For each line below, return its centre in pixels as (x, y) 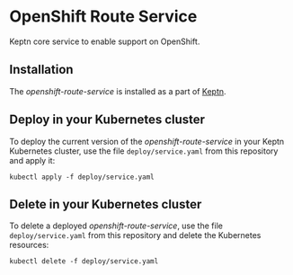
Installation (41, 70)
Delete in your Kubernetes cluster (106, 204)
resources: (29, 245)
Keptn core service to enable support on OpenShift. (105, 41)
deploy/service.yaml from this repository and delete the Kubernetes (135, 235)
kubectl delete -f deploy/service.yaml (84, 262)
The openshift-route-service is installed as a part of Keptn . (118, 91)
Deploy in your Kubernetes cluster (107, 120)
